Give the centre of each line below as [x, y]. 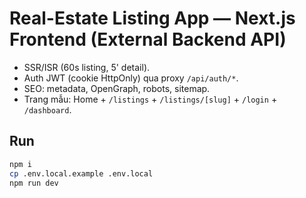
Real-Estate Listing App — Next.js [152, 18]
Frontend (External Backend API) [148, 39]
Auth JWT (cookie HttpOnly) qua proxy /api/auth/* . [131, 78]
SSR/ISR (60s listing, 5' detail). [87, 67]
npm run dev [34, 183]
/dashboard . [47, 109]
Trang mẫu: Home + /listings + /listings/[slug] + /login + [150, 99]
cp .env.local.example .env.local [81, 173]
